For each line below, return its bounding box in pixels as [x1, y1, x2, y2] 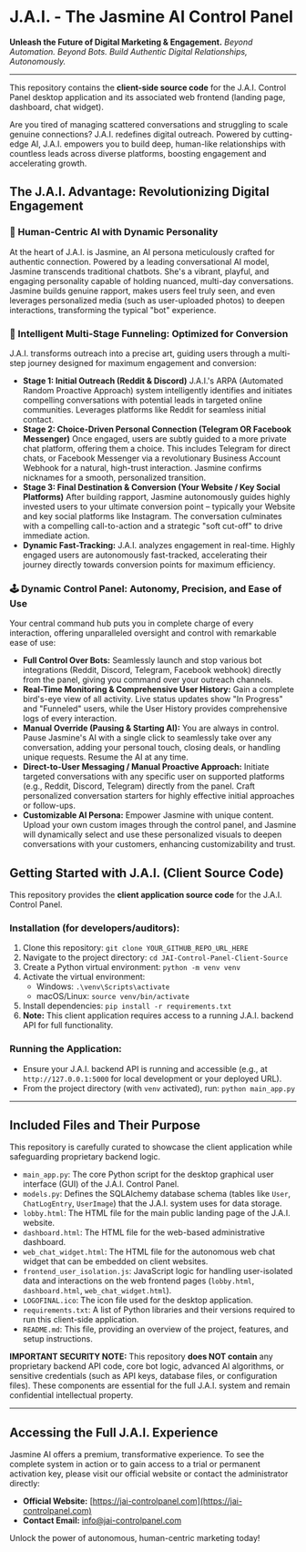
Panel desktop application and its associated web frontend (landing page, [9, 91, 286, 102]
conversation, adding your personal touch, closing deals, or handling [22, 742, 280, 753]
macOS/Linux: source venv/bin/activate [36, 991, 189, 1002]
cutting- [262, 128, 293, 139]
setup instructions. [22, 1333, 93, 1344]
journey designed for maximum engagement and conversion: [27, 357, 257, 368]
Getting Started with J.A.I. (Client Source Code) [9, 865, 284, 881]
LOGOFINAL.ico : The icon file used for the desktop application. [22, 1295, 253, 1306]
